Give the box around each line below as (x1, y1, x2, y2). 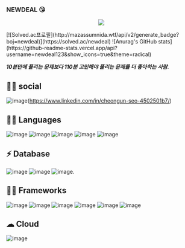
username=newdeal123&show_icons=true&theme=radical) (6, 51, 152, 58)
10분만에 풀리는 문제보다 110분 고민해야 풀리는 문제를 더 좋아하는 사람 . (6, 63, 169, 71)
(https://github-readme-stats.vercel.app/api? (6, 45, 118, 52)
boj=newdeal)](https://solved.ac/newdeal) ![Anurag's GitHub (6, 38, 157, 45)
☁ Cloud (6, 218, 39, 229)
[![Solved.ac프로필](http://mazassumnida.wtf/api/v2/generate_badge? (6, 31, 180, 39)
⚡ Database (6, 149, 50, 159)
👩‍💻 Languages (6, 115, 61, 125)
